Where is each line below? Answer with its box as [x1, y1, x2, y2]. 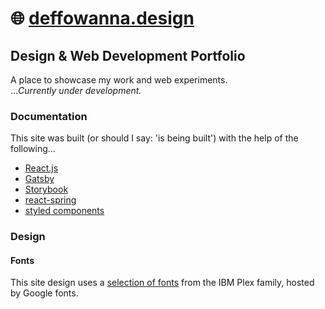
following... [10, 143, 56, 155]
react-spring [24, 194, 77, 206]
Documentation [10, 109, 88, 123]
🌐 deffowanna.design [10, 7, 195, 30]
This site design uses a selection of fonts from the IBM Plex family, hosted [10, 277, 315, 289]
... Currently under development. [10, 85, 142, 96]
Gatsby [24, 173, 55, 185]
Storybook [24, 183, 69, 196]
